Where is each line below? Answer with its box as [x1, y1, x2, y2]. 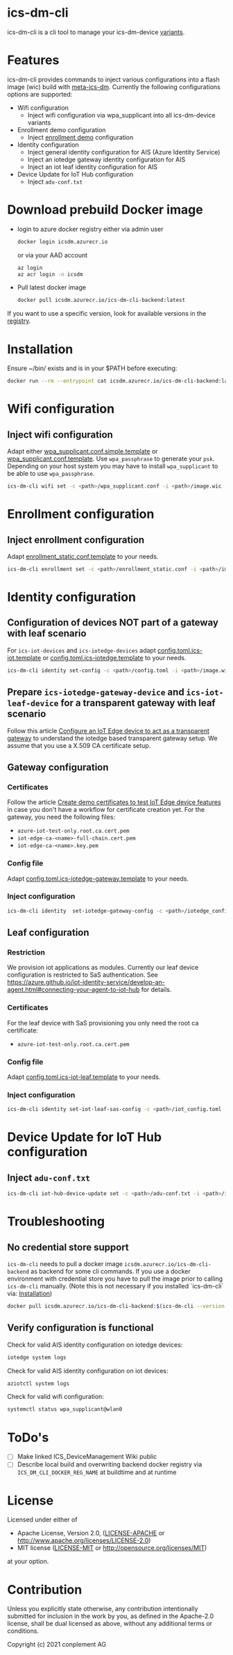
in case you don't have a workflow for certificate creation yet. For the [7, 806, 205, 814]
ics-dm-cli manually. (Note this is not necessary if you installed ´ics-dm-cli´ [7, 1282, 224, 1290]
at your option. [7, 1557, 49, 1566]
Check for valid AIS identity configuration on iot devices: [7, 1366, 169, 1375]
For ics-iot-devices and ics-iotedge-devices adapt [7, 646, 156, 655]
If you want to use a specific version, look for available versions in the [7, 310, 207, 318]
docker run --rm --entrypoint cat [7, 378, 107, 385]
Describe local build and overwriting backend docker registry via [17, 1460, 202, 1469]
